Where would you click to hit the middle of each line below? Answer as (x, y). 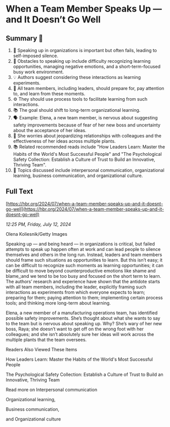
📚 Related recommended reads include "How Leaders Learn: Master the (89, 147)
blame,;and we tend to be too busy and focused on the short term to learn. (83, 276)
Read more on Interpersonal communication (52, 390)
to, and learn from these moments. (49, 94)
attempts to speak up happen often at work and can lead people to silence (83, 249)
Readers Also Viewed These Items (41, 349)
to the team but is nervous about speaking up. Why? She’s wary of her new (84, 323)
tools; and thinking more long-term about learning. (58, 303)
